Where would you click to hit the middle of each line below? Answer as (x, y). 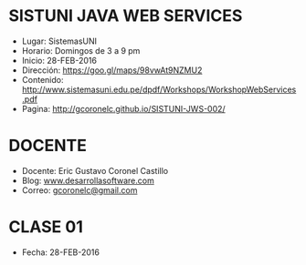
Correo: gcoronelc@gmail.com (79, 190)
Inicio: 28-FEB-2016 (59, 60)
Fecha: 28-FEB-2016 (60, 252)
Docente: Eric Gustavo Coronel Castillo (95, 170)
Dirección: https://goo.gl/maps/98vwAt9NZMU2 (112, 70)
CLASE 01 (46, 227)
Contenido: (42, 79)
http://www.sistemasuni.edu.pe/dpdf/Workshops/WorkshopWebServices (159, 89)
